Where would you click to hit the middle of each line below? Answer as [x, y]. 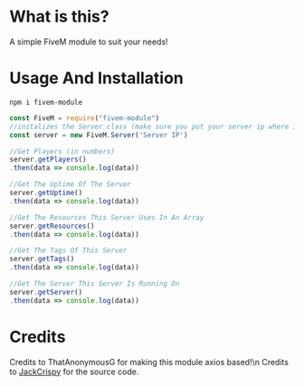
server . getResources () [52, 226]
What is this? [60, 17]
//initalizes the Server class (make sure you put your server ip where [149, 127]
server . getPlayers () [48, 160]
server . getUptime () [46, 193]
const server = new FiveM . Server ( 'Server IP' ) [99, 135]
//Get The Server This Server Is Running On [95, 284]
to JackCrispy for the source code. [74, 372]
